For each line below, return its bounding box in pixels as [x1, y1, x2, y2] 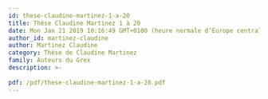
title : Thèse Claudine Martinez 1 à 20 [8, 19, 141, 27]
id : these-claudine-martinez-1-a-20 [8, 11, 130, 20]
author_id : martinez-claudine [8, 34, 109, 42]
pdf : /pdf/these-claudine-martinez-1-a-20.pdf [8, 78, 166, 86]
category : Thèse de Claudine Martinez [8, 49, 137, 57]
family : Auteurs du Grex [8, 57, 91, 65]
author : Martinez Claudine [8, 42, 98, 49]
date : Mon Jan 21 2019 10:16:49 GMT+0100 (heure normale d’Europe [8, 26, 234, 34]
